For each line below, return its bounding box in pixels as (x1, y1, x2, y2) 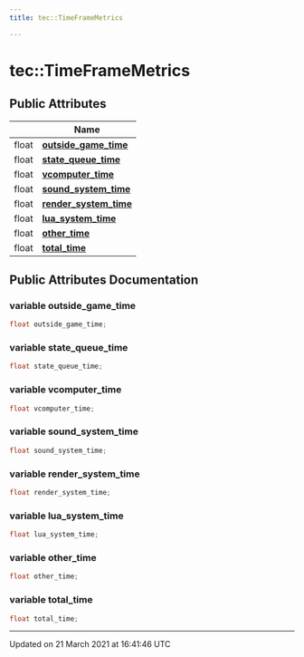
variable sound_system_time (9, 425, 138, 438)
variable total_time (9, 594, 93, 606)
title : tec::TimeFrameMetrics (9, 13, 124, 23)
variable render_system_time (9, 468, 140, 480)
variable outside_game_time (9, 299, 137, 312)
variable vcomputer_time (9, 383, 122, 396)
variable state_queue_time (9, 342, 128, 354)
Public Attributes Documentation (9, 273, 199, 288)
